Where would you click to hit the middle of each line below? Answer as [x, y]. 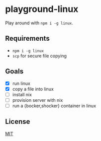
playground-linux [42, 9]
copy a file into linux [33, 89]
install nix [22, 94]
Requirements [27, 38]
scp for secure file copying [40, 56]
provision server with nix [38, 100]
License [18, 122]
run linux [21, 83]
